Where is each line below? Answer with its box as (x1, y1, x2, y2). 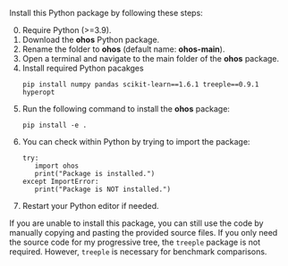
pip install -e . (21, 121, 88, 129)
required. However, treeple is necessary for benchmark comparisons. (9, 246, 267, 257)
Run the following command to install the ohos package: (21, 104, 231, 114)
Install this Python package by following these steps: (9, 8, 203, 18)
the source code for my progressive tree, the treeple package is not (9, 237, 261, 247)
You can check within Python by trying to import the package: (21, 137, 250, 146)
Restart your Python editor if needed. (21, 201, 159, 211)
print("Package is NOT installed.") (34, 185, 172, 194)
